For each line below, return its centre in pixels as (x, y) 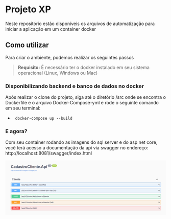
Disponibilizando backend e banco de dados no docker (75, 86)
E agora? (16, 131)
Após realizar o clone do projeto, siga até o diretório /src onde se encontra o (86, 97)
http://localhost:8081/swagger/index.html (49, 153)
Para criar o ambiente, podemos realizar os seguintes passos (70, 57)
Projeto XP (28, 9)
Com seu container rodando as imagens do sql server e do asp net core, (81, 142)
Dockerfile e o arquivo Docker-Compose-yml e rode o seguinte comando (82, 103)
